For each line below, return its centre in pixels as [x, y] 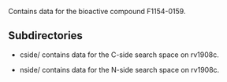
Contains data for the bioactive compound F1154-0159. [97, 11]
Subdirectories [45, 36]
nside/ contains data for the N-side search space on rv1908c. [119, 70]
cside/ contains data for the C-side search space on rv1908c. [119, 55]
